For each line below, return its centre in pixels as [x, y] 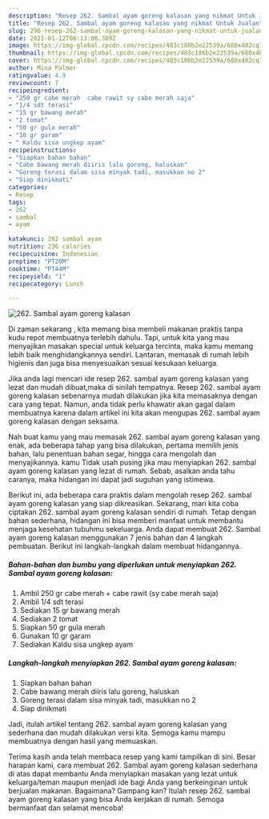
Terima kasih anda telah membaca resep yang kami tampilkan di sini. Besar [132, 757]
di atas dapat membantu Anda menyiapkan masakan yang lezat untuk [123, 774]
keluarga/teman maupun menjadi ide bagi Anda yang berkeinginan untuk [128, 782]
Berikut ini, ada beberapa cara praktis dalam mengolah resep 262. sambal [130, 495]
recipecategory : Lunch [46, 284]
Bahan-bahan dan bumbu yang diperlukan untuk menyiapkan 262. [122, 564]
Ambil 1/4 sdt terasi [52, 602]
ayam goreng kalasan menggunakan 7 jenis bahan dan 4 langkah [115, 537]
